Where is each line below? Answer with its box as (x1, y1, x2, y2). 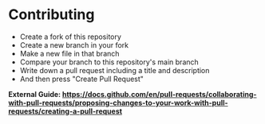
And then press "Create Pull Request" (19, 74, 144, 83)
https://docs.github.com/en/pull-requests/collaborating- (62, 89, 257, 99)
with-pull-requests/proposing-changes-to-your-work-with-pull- (8, 98, 229, 107)
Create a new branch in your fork (19, 40, 129, 49)
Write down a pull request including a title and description (19, 65, 210, 75)
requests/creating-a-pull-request (8, 106, 122, 116)
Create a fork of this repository (19, 32, 122, 41)
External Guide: (8, 89, 61, 99)
